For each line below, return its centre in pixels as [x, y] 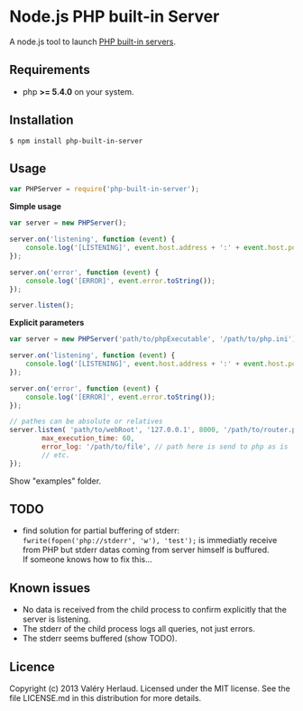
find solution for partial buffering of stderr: [101, 531]
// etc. [56, 455]
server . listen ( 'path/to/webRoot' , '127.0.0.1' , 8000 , [115, 430]
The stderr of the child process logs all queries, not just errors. [138, 629]
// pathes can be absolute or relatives [87, 421]
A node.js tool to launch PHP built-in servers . [93, 42]
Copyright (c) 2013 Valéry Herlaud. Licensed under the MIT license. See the [150, 688]
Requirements [50, 70]
